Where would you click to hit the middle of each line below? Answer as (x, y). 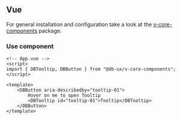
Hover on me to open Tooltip (64, 95)
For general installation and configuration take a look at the (79, 24)
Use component (30, 46)
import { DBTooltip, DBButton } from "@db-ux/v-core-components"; (91, 69)
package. (50, 31)
